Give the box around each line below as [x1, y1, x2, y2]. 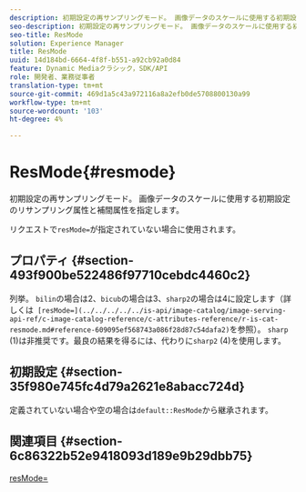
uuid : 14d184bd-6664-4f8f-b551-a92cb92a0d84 [9, 55, 181, 65]
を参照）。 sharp [229, 324, 289, 335]
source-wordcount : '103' [9, 106, 104, 115]
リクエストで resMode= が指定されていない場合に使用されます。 [9, 224, 241, 235]
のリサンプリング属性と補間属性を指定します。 [9, 205, 185, 216]
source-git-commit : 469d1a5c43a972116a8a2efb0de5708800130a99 [9, 89, 250, 98]
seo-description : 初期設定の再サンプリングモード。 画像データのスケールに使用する [9, 22, 293, 31]
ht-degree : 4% [9, 115, 64, 124]
